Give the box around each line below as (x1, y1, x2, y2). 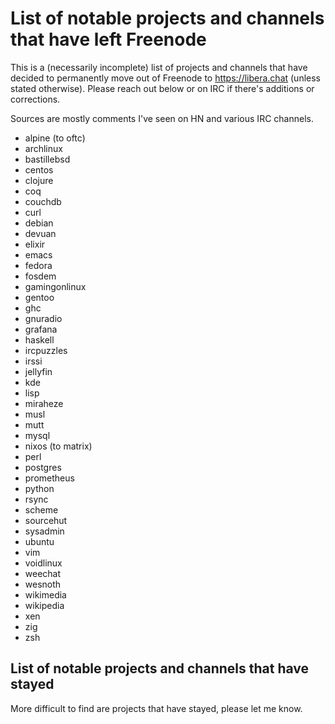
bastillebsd (24, 153, 71, 165)
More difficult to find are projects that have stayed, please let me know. (10, 702, 303, 714)
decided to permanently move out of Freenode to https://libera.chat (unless (10, 72, 322, 84)
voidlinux (24, 557, 63, 569)
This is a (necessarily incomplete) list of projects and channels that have (10, 61, 308, 73)
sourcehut (24, 514, 68, 526)
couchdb (24, 195, 62, 207)
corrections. (10, 93, 61, 105)
